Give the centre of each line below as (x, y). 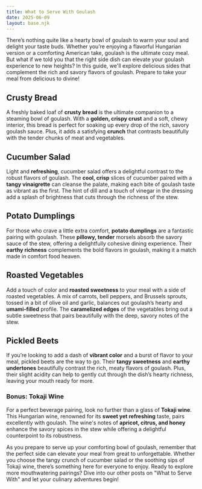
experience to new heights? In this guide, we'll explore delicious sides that (99, 66)
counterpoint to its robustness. (44, 435)
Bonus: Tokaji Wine (35, 397)
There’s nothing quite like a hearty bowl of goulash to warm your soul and (97, 40)
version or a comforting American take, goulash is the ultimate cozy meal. (98, 53)
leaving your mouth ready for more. (50, 381)
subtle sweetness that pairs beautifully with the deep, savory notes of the (97, 315)
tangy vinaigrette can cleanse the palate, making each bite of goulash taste (101, 184)
